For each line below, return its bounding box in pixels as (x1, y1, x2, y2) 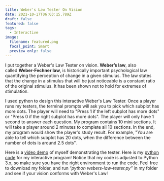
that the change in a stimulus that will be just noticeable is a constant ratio (5, 77, 155, 84)
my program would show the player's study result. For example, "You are (5, 129, 153, 135)
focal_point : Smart (9, 44, 50, 49)
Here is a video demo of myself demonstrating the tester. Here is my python (5, 149, 159, 155)
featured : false (5, 21, 38, 26)
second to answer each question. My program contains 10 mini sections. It (5, 119, 156, 125)
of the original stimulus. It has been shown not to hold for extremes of (5, 83, 147, 89)
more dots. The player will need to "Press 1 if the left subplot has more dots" (5, 108, 160, 114)
